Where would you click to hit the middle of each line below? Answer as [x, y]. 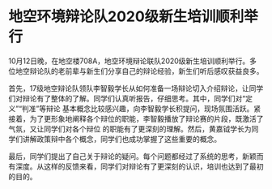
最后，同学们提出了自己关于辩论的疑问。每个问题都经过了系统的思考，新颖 [132, 156]
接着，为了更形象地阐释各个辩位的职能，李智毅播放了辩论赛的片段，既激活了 [136, 118]
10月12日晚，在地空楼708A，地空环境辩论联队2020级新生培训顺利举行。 [129, 61]
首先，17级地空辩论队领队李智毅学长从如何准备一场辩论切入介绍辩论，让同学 [136, 88]
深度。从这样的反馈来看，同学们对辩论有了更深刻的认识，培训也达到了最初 [139, 166]
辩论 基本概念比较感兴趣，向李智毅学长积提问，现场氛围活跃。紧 [153, 108]
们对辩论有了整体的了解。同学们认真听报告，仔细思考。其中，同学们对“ [127, 98]
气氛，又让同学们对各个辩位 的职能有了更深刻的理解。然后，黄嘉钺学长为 [130, 129]
